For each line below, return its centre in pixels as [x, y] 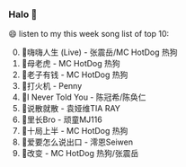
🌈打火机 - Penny [52, 86]
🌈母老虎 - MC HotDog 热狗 [71, 64]
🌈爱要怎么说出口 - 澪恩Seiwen [77, 142]
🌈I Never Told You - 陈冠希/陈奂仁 [84, 97]
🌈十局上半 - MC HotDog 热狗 [75, 131]
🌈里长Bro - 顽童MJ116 [62, 119]
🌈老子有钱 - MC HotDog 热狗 [75, 75]
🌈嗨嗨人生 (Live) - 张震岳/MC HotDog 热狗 [99, 52]
